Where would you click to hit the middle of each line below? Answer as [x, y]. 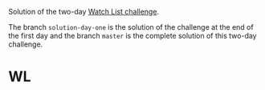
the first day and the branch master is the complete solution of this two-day [132, 36]
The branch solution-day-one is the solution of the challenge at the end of [131, 27]
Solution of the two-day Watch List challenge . [84, 12]
